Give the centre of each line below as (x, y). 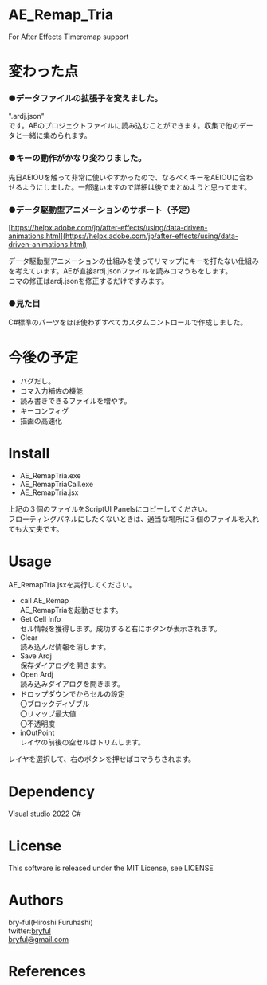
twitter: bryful (30, 931)
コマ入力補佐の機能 (51, 391)
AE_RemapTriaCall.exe (57, 485)
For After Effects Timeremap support (69, 37)
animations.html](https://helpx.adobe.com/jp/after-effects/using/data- (124, 236)
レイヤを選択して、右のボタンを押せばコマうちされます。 (102, 759)
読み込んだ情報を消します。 (65, 647)
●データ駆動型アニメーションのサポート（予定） (102, 210)
